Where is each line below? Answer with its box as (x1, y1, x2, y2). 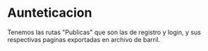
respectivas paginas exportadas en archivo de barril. (7, 35, 161, 43)
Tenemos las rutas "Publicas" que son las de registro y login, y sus (7, 28, 201, 36)
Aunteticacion (7, 5, 92, 21)
